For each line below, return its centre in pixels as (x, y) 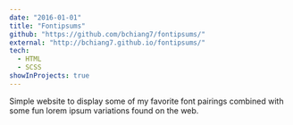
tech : (19, 51)
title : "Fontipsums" (48, 26)
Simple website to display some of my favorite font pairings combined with (146, 101)
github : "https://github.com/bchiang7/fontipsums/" (107, 34)
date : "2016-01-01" (46, 17)
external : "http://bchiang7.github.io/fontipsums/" (107, 42)
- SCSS (29, 68)
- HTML (29, 59)
